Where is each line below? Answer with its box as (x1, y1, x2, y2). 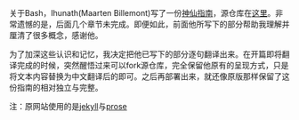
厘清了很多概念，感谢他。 (9, 30, 103, 40)
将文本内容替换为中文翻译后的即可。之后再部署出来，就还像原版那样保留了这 (9, 71, 290, 82)
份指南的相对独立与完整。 (9, 83, 103, 92)
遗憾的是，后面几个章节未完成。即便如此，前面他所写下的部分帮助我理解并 (16, 19, 290, 29)
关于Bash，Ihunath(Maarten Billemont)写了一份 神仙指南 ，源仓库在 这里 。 (9, 8, 276, 18)
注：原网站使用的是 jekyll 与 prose (9, 101, 127, 111)
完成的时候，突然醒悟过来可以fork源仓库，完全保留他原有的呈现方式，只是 (16, 60, 289, 70)
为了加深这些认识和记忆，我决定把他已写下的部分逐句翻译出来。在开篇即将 (9, 49, 282, 60)
